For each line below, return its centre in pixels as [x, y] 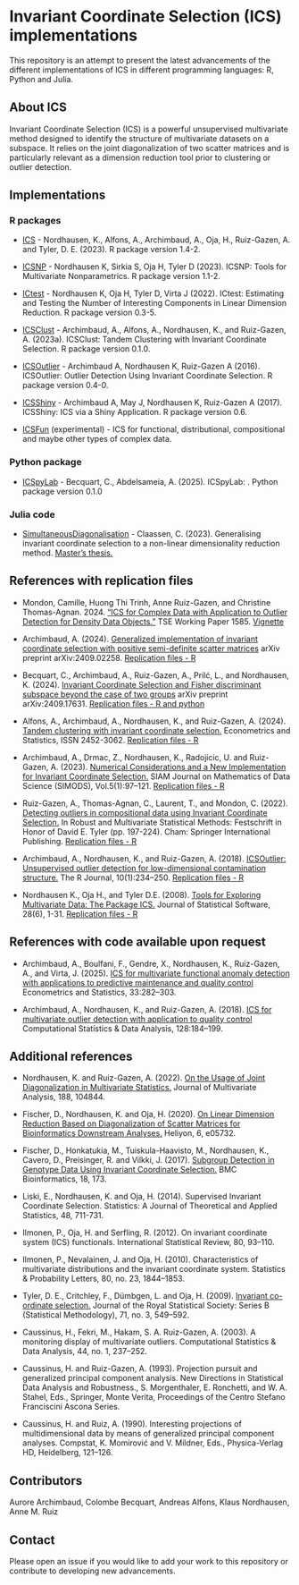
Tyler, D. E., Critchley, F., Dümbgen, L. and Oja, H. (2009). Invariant [145, 1296]
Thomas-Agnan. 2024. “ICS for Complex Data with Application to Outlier [155, 612]
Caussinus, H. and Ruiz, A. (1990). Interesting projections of [132, 1424]
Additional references [71, 1057]
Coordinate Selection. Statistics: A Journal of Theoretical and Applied [150, 1206]
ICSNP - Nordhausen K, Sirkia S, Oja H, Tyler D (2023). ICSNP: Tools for [154, 267]
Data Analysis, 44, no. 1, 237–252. [84, 1352]
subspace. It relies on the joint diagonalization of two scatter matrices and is [149, 148]
